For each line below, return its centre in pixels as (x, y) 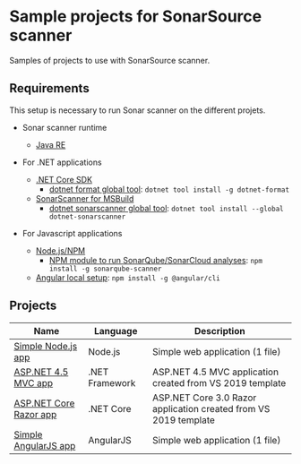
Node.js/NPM (60, 250)
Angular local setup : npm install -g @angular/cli (128, 277)
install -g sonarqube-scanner (105, 269)
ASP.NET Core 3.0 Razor (204, 398)
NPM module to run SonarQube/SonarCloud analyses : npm (155, 260)
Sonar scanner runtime (64, 127)
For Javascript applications (72, 233)
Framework (112, 382)
